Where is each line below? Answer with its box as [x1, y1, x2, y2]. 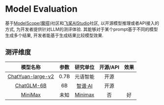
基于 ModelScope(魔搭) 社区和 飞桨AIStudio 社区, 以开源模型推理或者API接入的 [5, 20, 160, 26]
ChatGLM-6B [15, 82, 47, 89]
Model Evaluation [5, 3, 78, 15]
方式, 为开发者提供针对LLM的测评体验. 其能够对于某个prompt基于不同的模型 [5, 26, 158, 32]
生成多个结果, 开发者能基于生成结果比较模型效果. [5, 32, 104, 38]
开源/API [99, 63, 119, 70]
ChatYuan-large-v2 [7, 73, 55, 80]
